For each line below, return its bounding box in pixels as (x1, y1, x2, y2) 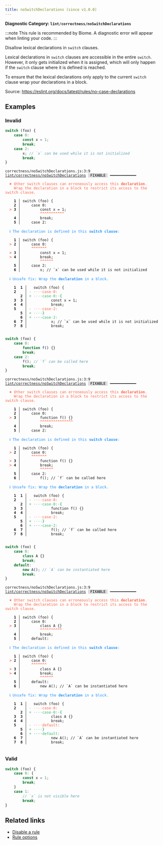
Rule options (12, 834, 38, 840)
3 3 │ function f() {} (14, 506, 84, 511)
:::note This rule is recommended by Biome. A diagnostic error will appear (5, 30, 153, 36)
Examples (5, 103, 36, 111)
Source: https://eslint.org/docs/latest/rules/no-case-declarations (5, 88, 136, 94)
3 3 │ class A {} (14, 714, 73, 719)
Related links (5, 816, 45, 825)
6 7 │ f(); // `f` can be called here (14, 528, 117, 532)
